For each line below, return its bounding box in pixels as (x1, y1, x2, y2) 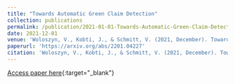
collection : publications (7, 17, 83, 24)
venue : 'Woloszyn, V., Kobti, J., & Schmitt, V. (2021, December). (7, 36, 208, 43)
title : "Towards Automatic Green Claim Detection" (7, 10, 158, 17)
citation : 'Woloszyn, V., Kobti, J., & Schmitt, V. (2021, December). (7, 50, 218, 57)
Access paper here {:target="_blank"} (7, 68, 115, 77)
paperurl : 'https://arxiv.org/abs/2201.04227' (7, 43, 145, 50)
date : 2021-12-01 (7, 29, 58, 37)
